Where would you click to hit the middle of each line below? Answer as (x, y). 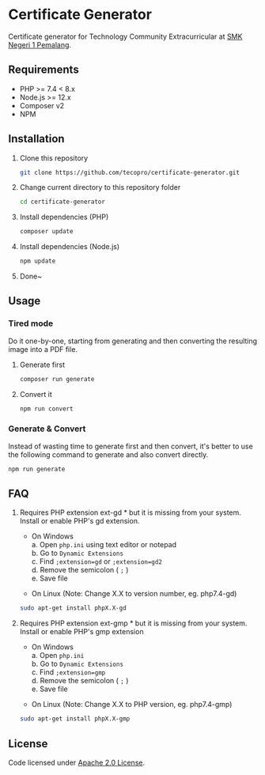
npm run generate (37, 469)
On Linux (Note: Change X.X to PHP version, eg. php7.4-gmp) (132, 705)
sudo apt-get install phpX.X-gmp (75, 719)
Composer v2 (42, 105)
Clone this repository (54, 158)
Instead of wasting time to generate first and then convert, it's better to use (131, 446)
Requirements (44, 70)
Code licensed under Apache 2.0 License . (76, 763)
